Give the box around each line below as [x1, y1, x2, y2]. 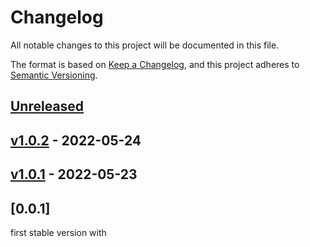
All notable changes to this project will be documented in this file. [10, 39, 280, 51]
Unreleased [10, 98, 85, 115]
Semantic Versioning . [10, 69, 98, 81]
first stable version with [10, 226, 107, 238]
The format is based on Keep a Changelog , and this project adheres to [10, 58, 300, 70]
